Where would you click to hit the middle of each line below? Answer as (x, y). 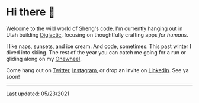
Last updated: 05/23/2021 (38, 94)
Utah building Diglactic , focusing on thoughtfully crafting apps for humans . (97, 34)
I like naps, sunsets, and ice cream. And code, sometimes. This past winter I (99, 46)
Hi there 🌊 (31, 12)
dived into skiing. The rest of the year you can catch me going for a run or (96, 52)
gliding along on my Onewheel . (44, 59)
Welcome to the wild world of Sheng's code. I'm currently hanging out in (94, 28)
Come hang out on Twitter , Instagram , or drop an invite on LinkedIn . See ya (97, 70)
